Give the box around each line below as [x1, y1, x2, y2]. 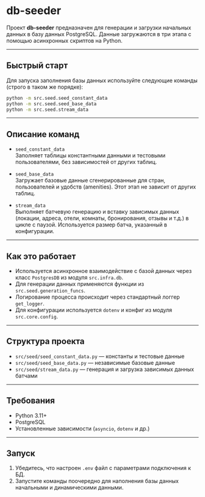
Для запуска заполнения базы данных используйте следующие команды [6, 77, 198, 84]
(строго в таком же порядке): [6, 83, 84, 91]
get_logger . [15, 300, 45, 307]
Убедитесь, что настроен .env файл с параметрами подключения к [15, 465, 191, 472]
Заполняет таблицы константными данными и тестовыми [15, 152, 166, 159]
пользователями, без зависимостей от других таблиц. [15, 159, 157, 166]
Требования [6, 395, 55, 406]
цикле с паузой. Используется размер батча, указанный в [15, 221, 168, 228]
